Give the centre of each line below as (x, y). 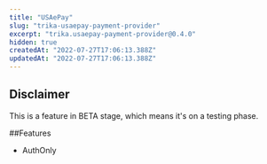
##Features (30, 133)
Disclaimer (39, 94)
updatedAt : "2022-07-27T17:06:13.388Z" (83, 59)
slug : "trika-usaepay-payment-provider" (85, 26)
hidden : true (33, 42)
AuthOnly (39, 150)
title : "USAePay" (41, 17)
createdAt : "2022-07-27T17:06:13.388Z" (83, 51)
